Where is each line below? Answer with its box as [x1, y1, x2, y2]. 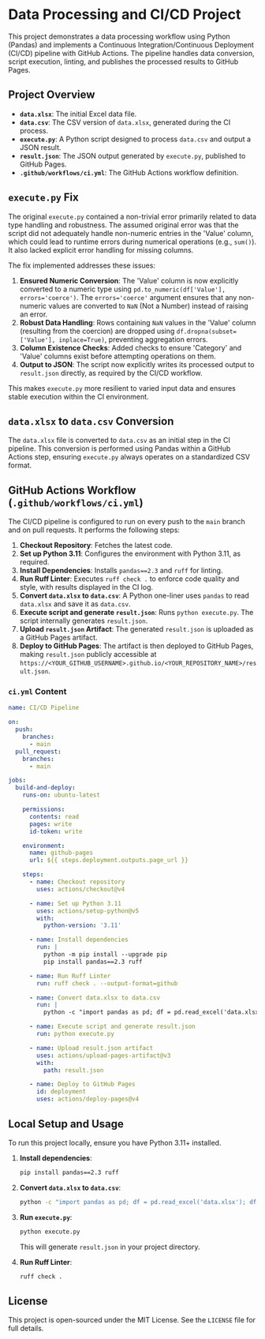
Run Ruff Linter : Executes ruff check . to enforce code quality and [19, 574, 240, 583]
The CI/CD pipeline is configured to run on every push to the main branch [8, 517, 246, 527]
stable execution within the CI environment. [8, 392, 149, 401]
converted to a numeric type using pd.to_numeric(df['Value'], [19, 284, 226, 294]
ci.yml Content [8, 686, 67, 697]
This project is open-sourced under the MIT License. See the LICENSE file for [8, 1315, 256, 1325]
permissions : [22, 805, 65, 814]
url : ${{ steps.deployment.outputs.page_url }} [28, 857, 189, 865]
